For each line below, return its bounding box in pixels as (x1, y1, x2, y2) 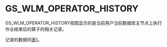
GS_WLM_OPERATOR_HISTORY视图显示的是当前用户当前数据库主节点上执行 (5, 20, 162, 26)
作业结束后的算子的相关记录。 (5, 26, 66, 32)
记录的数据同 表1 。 (5, 37, 42, 43)
